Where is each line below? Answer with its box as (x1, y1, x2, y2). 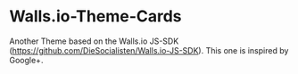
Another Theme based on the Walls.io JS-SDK (9, 36, 179, 46)
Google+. (9, 54, 44, 65)
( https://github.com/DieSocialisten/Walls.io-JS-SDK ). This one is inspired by (9, 45, 289, 55)
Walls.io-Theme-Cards (9, 6, 182, 27)
